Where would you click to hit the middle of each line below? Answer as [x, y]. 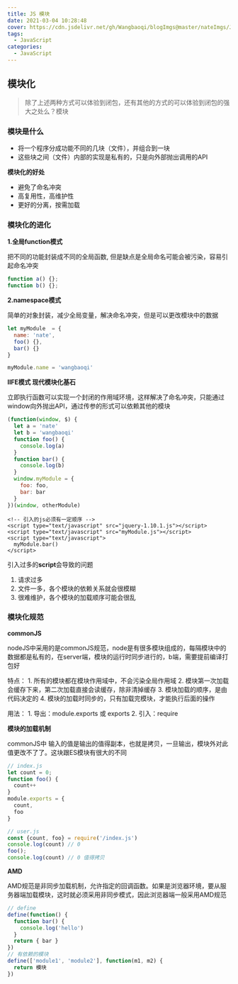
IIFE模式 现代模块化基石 [41, 382]
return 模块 [30, 967]
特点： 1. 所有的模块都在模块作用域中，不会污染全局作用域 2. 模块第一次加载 [118, 681]
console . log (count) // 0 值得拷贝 [56, 858]
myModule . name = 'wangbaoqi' [50, 368]
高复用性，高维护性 [46, 196]
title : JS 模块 [29, 14]
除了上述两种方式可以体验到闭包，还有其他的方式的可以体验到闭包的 [124, 102]
